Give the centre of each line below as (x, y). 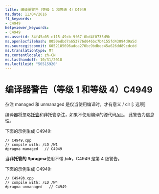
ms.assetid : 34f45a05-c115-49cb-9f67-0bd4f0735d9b (58, 37)
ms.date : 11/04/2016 (26, 14)
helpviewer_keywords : (27, 28)
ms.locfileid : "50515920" (31, 64)
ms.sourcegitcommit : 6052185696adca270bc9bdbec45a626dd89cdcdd (71, 46)
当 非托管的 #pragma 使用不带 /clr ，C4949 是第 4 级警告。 (64, 159)
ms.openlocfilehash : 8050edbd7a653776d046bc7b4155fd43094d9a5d (71, 42)
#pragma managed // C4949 (34, 149)
